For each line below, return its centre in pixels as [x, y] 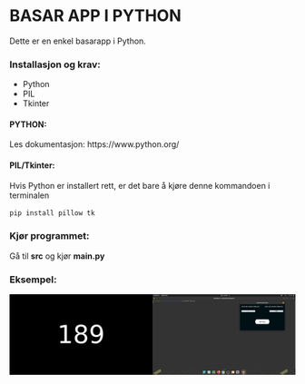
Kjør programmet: [49, 236]
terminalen [30, 195]
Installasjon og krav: [55, 64]
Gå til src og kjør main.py [57, 256]
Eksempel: [33, 280]
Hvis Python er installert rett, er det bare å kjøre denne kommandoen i [140, 185]
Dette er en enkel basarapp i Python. [78, 41]
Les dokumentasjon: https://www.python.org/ [94, 144]
